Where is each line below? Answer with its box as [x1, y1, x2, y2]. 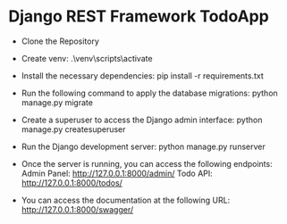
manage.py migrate [21, 96, 93, 108]
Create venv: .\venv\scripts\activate [21, 53, 153, 63]
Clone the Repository [21, 36, 100, 46]
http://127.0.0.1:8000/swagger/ [21, 203, 134, 215]
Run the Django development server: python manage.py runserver [21, 141, 266, 152]
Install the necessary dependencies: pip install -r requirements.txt [21, 70, 265, 81]
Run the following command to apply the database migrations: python [21, 87, 278, 98]
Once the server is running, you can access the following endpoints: [21, 158, 274, 169]
